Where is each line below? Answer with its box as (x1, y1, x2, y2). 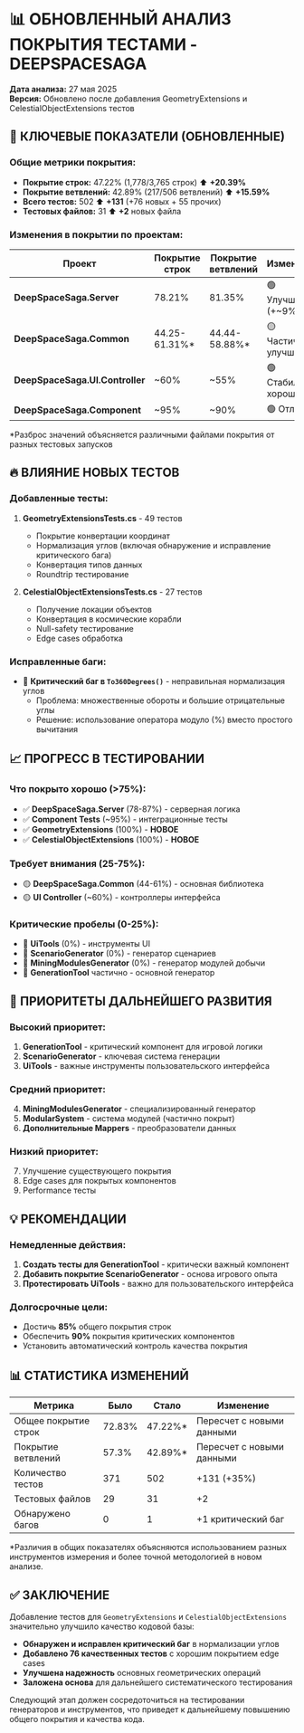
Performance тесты (22, 1185, 97, 1196)
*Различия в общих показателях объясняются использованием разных (9, 1542, 288, 1553)
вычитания (35, 723, 79, 735)
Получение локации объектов (35, 604, 152, 614)
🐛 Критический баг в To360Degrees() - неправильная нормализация (22, 675, 286, 686)
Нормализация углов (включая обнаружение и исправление (35, 539, 271, 550)
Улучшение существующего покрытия (22, 1166, 172, 1176)
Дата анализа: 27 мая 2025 (9, 83, 118, 94)
